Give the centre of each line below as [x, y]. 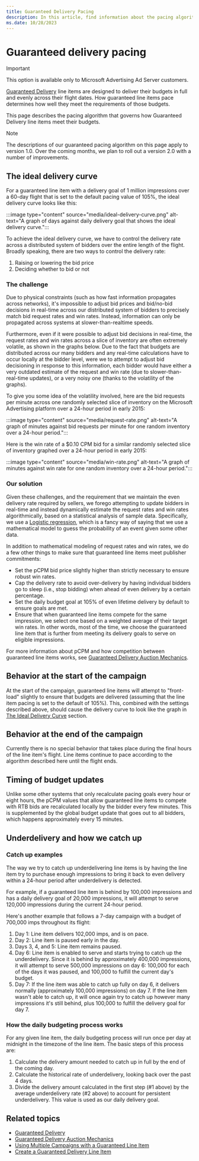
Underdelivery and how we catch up [74, 838]
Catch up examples [35, 855]
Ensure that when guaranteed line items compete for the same [91, 614]
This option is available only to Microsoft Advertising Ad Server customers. [97, 80]
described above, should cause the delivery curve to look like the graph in [97, 709]
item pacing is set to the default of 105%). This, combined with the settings [98, 703]
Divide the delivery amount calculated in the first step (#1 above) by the [102, 1087]
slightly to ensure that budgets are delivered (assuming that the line [103, 697]
